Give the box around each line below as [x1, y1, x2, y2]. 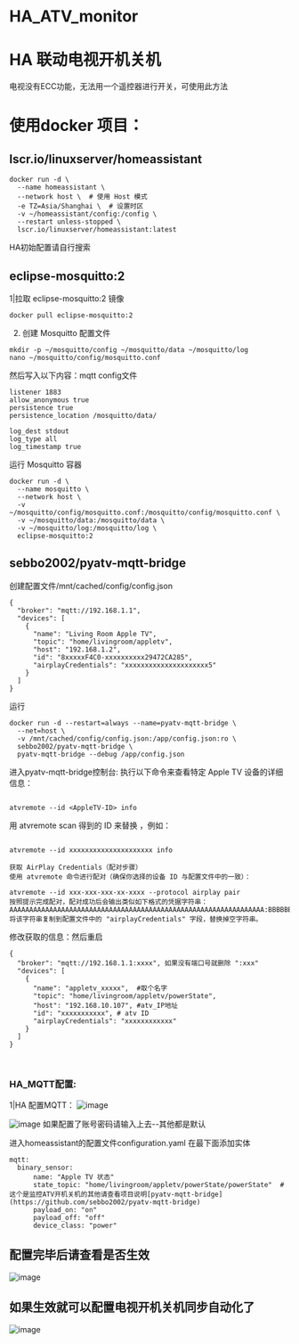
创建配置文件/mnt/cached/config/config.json [9, 580, 174, 591]
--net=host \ [17, 726, 66, 735]
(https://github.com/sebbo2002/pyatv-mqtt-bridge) [9, 1198, 201, 1207]
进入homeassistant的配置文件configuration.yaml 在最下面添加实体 [9, 1138, 251, 1149]
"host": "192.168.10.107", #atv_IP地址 [32, 1001, 178, 1010]
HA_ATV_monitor [9, 6, 139, 27]
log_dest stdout [9, 426, 69, 436]
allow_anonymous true [9, 395, 90, 405]
